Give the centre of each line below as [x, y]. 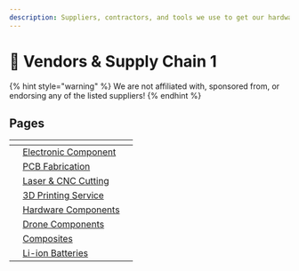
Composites [48, 239]
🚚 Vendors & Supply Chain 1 [113, 61]
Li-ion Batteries [56, 253]
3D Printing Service [63, 195]
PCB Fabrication [57, 167]
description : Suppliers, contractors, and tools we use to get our [137, 17]
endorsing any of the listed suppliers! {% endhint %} [105, 95]
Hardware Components [71, 210]
